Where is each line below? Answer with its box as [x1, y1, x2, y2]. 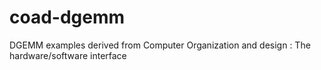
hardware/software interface [9, 49, 127, 61]
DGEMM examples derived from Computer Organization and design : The [9, 39, 311, 51]
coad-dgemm [9, 6, 126, 29]
